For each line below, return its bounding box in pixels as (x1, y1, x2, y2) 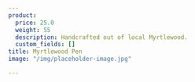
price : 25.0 (15, 19, 55, 27)
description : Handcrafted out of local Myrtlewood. (15, 33, 189, 41)
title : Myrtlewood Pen (8, 48, 83, 55)
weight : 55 (15, 26, 51, 34)
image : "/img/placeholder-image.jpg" (8, 55, 132, 63)
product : (8, 11, 37, 20)
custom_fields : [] (15, 41, 76, 48)
